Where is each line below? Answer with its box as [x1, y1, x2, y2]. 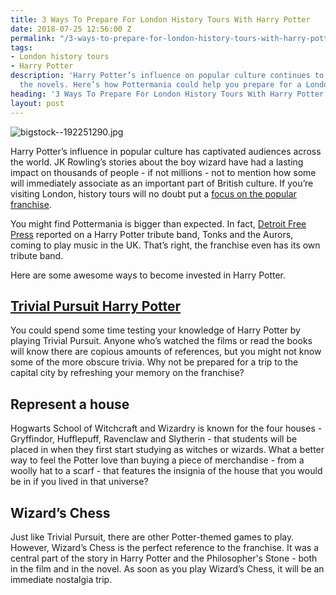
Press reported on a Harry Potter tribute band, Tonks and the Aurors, [10, 228, 294, 240]
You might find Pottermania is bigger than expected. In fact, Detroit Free [10, 217, 307, 230]
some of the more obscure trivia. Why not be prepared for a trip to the [10, 356, 299, 368]
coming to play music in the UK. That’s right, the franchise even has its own [10, 239, 321, 251]
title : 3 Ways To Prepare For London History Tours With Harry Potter [10, 14, 311, 25]
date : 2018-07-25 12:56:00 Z [10, 24, 132, 34]
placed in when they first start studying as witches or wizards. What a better [10, 444, 325, 456]
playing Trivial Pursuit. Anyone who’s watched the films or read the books [10, 335, 313, 347]
